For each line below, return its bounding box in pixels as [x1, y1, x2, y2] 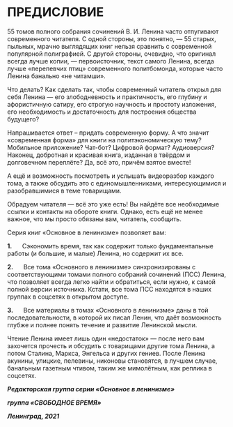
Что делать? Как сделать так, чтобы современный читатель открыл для [7, 85, 221, 93]
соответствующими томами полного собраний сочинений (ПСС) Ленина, [7, 270, 227, 278]
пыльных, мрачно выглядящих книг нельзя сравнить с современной [7, 42, 212, 50]
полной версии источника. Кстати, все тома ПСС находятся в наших [7, 285, 212, 293]
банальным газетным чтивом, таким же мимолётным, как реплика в [7, 364, 212, 372]
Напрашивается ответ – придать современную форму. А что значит [7, 128, 209, 137]
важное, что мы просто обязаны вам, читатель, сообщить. [7, 214, 182, 223]
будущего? [7, 114, 40, 123]
